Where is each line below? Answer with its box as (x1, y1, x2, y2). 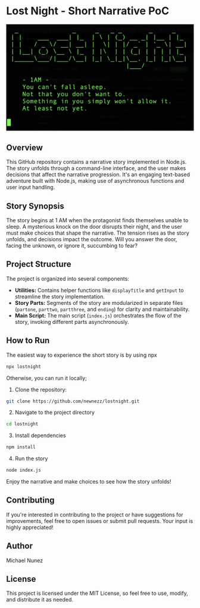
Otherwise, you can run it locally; (6, 374, 87, 382)
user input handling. (6, 183, 55, 191)
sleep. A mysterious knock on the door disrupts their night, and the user (6, 223, 183, 230)
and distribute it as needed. (6, 596, 73, 603)
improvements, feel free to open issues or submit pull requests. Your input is (6, 517, 193, 525)
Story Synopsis (6, 201, 64, 211)
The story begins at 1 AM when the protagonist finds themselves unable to (6, 217, 189, 224)
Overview (6, 142, 43, 152)
